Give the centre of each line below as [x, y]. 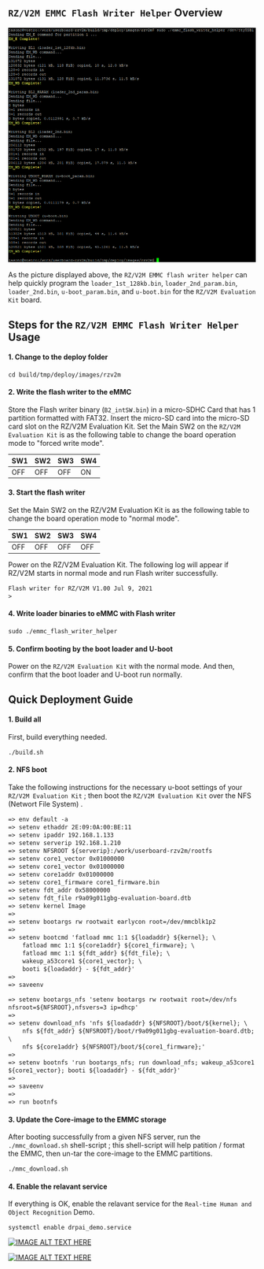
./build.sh [26, 752]
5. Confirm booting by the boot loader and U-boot [90, 648]
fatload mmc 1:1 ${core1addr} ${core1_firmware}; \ [108, 945]
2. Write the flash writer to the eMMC [70, 392]
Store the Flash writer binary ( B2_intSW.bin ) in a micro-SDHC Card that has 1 [132, 410]
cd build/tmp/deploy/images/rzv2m [65, 375]
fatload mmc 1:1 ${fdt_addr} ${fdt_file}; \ [96, 953]
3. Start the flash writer [47, 492]
